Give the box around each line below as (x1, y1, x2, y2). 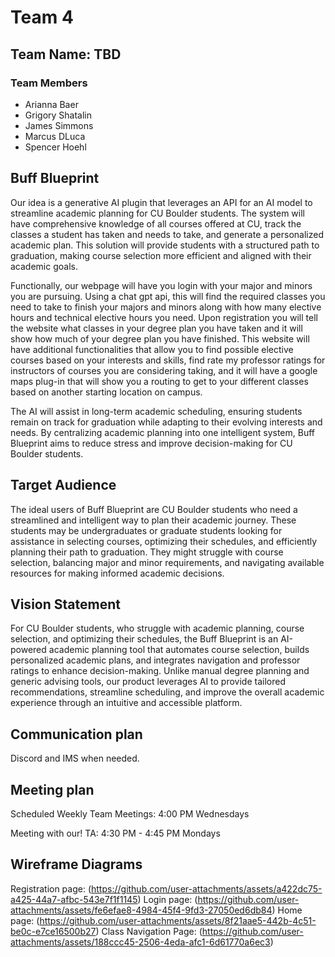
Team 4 (10, 6, 74, 29)
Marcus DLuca (24, 130, 86, 142)
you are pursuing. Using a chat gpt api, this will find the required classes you (10, 290, 326, 302)
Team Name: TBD (10, 46, 122, 63)
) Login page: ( (137, 893, 198, 905)
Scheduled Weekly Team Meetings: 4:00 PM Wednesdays (10, 807, 250, 820)
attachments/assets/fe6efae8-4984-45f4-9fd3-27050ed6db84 (10, 904, 273, 916)
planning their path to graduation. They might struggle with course (10, 546, 284, 558)
